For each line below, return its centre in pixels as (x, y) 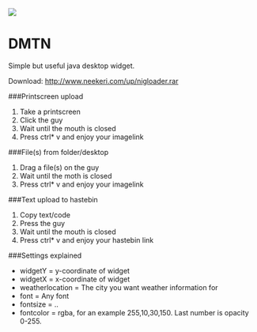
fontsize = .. (39, 304)
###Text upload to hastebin (53, 199)
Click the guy (41, 120)
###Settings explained (45, 255)
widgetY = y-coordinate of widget (75, 270)
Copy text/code (45, 215)
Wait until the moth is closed (66, 175)
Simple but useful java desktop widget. (72, 66)
